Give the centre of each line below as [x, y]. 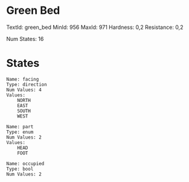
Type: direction [27, 84]
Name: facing [23, 79]
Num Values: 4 [24, 90]
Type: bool [20, 169]
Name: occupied [25, 163]
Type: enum [20, 132]
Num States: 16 [25, 39]
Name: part [20, 127]
